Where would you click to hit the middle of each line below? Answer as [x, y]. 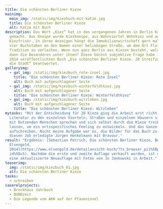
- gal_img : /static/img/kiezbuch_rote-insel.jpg [59, 73]
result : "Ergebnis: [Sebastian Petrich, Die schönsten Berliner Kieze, [79, 140]
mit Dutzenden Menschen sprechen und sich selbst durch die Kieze [78, 122]
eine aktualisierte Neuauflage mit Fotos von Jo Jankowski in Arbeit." [83, 158]
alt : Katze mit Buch [30, 28]
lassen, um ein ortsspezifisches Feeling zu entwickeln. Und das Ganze [83, 127]
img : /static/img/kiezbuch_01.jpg [44, 167]
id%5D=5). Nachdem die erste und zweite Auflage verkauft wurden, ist [82, 154]
